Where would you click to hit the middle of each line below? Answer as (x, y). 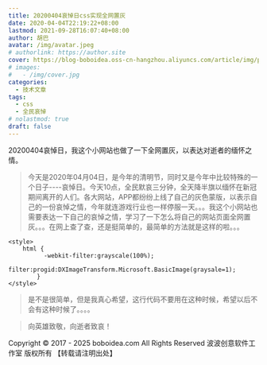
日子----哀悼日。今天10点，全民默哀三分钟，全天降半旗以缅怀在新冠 (146, 187)
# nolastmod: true (39, 119)
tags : (17, 97)
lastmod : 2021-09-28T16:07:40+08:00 (69, 30)
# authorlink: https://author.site (67, 52)
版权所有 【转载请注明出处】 (70, 353)
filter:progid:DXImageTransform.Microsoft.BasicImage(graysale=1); (122, 270)
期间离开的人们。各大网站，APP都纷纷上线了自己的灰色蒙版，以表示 (139, 196)
